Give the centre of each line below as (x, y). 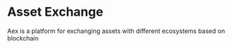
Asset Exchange (55, 12)
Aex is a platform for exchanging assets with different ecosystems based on (116, 31)
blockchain (23, 38)
